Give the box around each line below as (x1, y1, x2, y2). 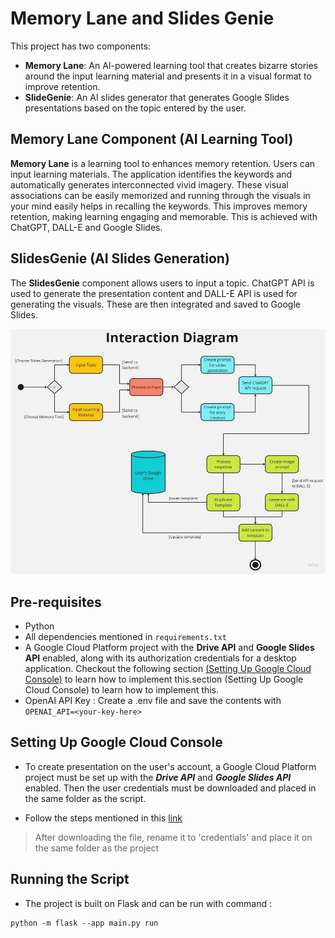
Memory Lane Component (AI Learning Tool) (10, 131, 294, 148)
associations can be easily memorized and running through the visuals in (10, 189, 311, 201)
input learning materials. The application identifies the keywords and (10, 168, 293, 180)
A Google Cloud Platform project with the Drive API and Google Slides (24, 642, 315, 654)
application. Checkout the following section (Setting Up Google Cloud (24, 663, 312, 675)
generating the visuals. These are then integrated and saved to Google (10, 298, 301, 310)
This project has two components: (10, 40, 152, 52)
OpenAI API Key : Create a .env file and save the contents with (24, 695, 282, 707)
